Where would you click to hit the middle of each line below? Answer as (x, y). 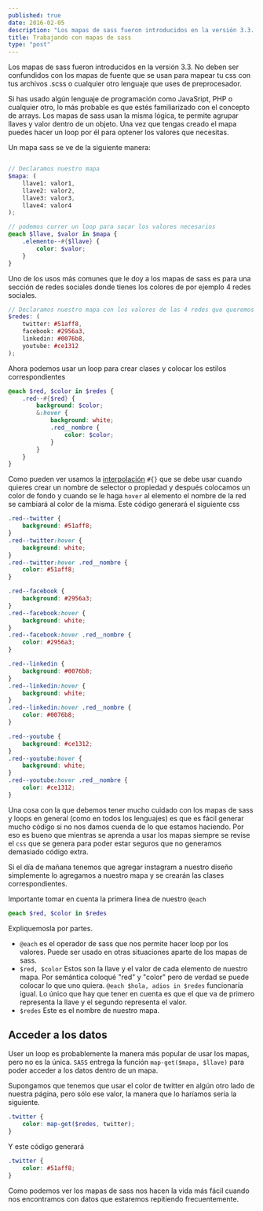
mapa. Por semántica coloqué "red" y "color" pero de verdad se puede (134, 977)
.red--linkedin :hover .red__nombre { (70, 708)
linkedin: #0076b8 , (54, 339)
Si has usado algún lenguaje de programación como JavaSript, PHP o (121, 99)
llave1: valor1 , (49, 183)
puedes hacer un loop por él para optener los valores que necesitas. (119, 132)
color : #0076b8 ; (49, 715)
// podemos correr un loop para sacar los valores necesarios (112, 227)
